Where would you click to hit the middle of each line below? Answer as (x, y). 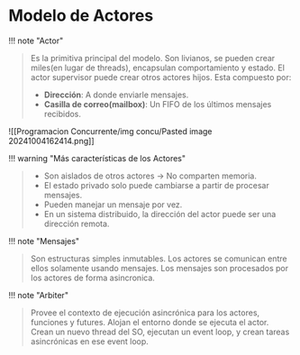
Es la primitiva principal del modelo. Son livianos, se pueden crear (153, 58)
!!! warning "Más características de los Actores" (97, 158)
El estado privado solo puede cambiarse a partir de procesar (156, 185)
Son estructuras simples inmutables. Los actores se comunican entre (159, 259)
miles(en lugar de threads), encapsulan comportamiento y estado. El (158, 68)
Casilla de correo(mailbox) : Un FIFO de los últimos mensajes (158, 104)
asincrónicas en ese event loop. (90, 341)
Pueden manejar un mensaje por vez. (113, 205)
